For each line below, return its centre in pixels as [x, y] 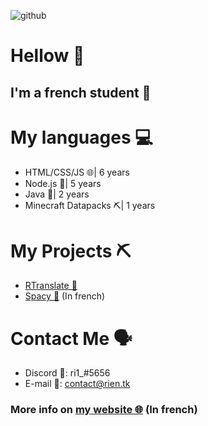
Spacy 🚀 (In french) [65, 296]
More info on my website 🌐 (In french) [104, 410]
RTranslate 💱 [51, 286]
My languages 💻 [81, 137]
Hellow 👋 [47, 56]
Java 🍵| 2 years [57, 194]
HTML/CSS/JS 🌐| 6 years [77, 172]
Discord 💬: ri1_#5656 [67, 373]
